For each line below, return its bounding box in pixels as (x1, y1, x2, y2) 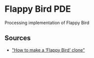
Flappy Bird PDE (4, 3, 71, 15)
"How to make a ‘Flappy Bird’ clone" (11, 47, 85, 53)
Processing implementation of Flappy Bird (4, 20, 90, 26)
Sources (4, 34, 31, 42)
